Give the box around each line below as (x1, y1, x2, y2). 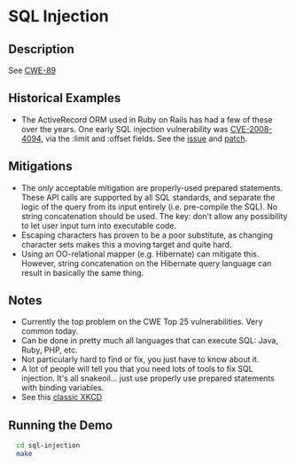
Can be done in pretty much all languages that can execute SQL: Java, (20, 335, 278, 346)
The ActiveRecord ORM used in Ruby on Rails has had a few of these (20, 114, 273, 125)
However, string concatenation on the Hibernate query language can (20, 257, 272, 268)
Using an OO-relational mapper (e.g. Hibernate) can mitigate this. (20, 248, 260, 259)
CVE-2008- (230, 123, 273, 134)
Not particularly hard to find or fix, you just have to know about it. (20, 354, 260, 365)
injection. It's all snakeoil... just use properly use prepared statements (20, 373, 276, 383)
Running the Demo (8, 417, 113, 432)
